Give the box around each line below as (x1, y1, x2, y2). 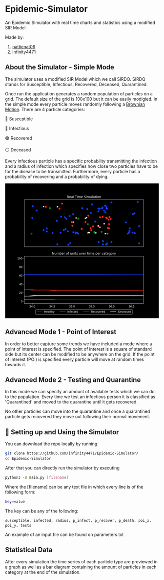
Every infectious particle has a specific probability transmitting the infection (5, 158, 157, 164)
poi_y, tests (5, 523, 32, 528)
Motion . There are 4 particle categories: (5, 106, 85, 112)
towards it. (5, 361, 26, 367)
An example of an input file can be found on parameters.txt (5, 532, 124, 537)
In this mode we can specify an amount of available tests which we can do (5, 389, 155, 395)
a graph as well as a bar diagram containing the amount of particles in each (5, 564, 157, 570)
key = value (5, 499, 25, 504)
